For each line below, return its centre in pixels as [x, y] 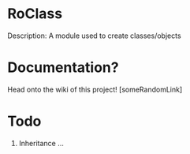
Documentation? [63, 68]
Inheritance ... [41, 143]
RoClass [35, 14]
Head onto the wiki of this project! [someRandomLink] [95, 89]
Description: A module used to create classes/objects [95, 36]
